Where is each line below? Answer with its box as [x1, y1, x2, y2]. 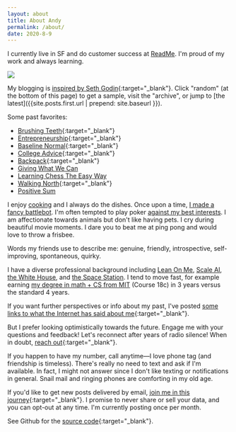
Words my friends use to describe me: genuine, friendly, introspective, [7, 244, 213, 253]
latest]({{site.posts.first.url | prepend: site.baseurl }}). [7, 99, 163, 108]
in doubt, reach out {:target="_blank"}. [7, 338, 118, 347]
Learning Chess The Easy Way [17, 171, 107, 181]
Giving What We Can [17, 164, 78, 173]
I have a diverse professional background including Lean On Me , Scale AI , [7, 266, 223, 274]
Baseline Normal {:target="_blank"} [17, 142, 119, 150]
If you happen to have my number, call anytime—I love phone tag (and [7, 352, 212, 360]
